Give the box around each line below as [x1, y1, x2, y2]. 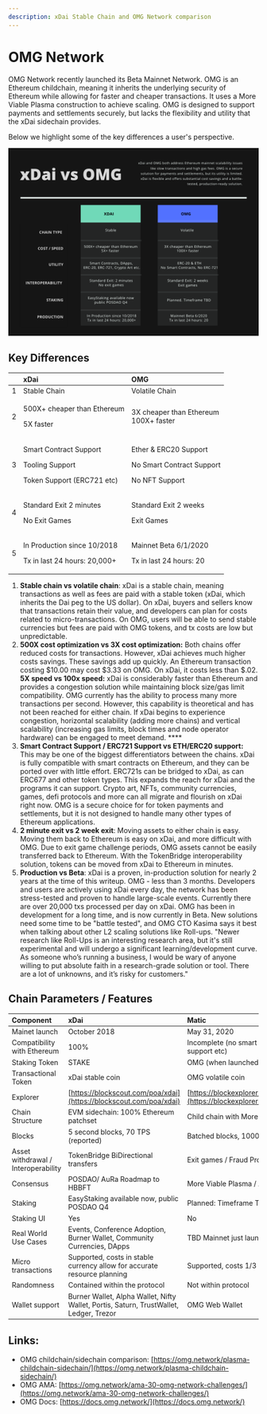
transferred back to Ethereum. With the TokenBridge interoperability [19, 850, 242, 860]
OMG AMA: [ [19, 1380, 62, 1389]
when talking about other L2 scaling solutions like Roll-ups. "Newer [19, 927, 240, 936]
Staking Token [11, 1057, 59, 1067]
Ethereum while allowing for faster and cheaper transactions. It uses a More [8, 91, 257, 101]
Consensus [11, 1179, 49, 1188]
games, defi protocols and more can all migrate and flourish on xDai [19, 792, 242, 801]
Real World [11, 1229, 48, 1238]
